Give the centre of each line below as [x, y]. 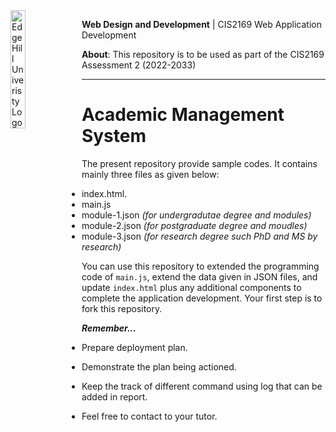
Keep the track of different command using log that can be [202, 386]
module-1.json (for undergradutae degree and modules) [196, 215]
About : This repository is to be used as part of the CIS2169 [203, 54]
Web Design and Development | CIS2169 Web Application [201, 24]
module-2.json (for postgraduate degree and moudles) [194, 225]
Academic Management [183, 115]
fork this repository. [122, 308]
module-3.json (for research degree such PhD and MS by [199, 236]
